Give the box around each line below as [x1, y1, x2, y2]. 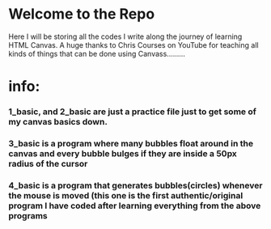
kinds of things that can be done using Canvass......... [8, 49, 186, 58]
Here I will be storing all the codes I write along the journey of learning [8, 32, 243, 41]
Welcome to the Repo [8, 5, 155, 23]
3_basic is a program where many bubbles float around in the [8, 138, 253, 149]
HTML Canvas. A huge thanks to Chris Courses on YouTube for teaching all [8, 40, 259, 49]
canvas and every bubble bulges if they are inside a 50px [8, 147, 237, 159]
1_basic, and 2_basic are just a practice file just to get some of [8, 106, 256, 117]
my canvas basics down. [8, 117, 108, 128]
